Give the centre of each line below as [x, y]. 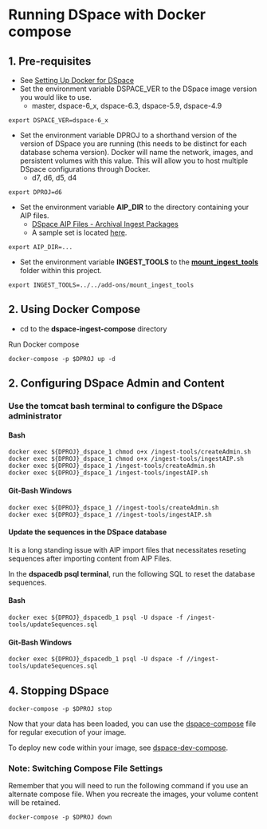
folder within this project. [61, 270]
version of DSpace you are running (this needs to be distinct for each [133, 144]
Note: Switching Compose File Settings [86, 768]
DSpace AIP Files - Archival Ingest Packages [105, 224]
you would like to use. [55, 97]
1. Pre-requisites [50, 61]
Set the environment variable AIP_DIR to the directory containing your [134, 207]
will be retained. [35, 803]
